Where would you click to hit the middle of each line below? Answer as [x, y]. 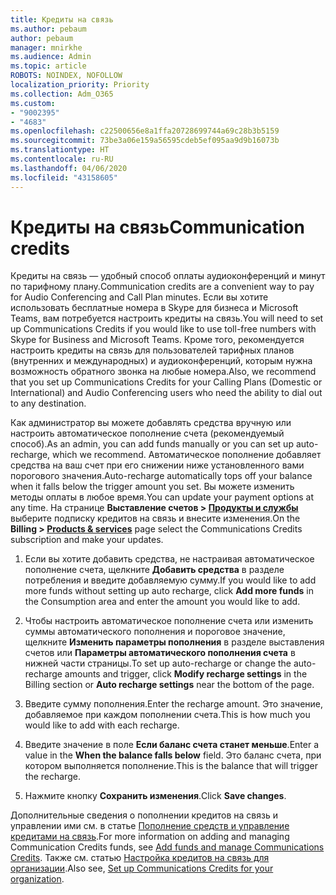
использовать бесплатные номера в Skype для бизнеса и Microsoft [154, 308]
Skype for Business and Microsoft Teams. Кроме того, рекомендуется [157, 340]
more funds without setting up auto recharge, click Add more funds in [169, 591]
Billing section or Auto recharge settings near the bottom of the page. [169, 685]
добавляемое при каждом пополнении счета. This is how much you [167, 715]
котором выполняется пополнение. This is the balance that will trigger [171, 766]
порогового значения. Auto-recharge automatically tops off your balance [161, 476]
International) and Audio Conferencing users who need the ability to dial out [166, 393]
